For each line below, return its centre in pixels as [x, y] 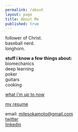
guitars [12, 79]
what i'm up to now [25, 94]
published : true [22, 24]
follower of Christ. [24, 38]
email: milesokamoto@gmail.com [39, 114]
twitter [12, 119]
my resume [17, 104]
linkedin [13, 124]
